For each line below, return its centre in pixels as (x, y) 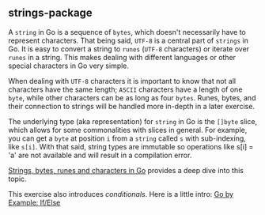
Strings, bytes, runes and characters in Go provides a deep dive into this (126, 170)
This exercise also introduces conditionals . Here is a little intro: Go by (121, 194)
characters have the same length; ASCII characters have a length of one (125, 89)
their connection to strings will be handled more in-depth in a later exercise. (132, 106)
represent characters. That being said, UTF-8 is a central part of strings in (129, 40)
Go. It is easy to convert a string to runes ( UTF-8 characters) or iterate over (129, 49)
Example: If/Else (34, 202)
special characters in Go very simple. (68, 66)
